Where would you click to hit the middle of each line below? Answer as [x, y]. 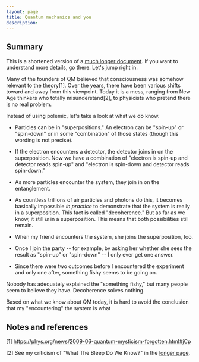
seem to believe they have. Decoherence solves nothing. [75, 291]
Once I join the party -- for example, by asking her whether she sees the [103, 248]
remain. [24, 225]
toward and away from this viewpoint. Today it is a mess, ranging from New [98, 92]
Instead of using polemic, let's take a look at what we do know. [83, 116]
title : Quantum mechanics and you [49, 17]
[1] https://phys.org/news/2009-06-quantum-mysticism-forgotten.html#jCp [99, 341]
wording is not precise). [44, 140]
